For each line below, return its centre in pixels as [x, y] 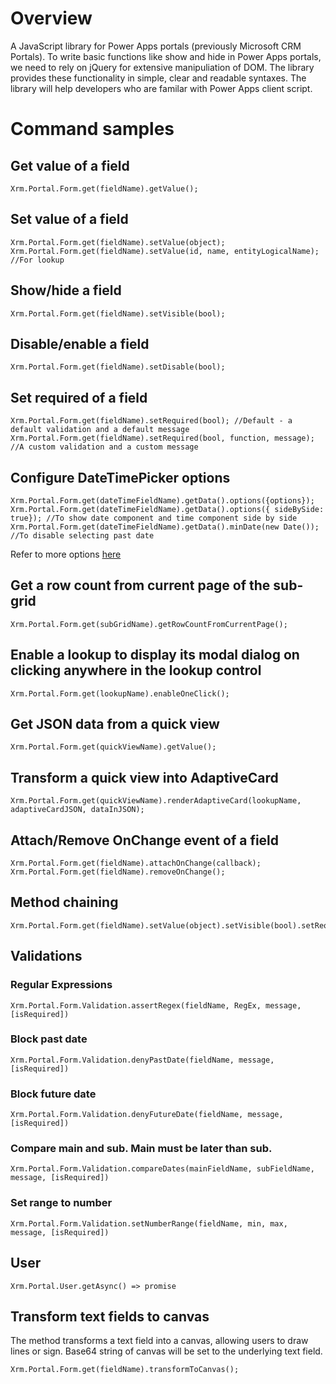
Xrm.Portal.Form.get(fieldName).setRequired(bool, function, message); [162, 438]
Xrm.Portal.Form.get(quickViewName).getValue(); [113, 747]
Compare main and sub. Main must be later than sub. [141, 1149]
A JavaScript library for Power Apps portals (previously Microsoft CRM [156, 46]
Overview [51, 18]
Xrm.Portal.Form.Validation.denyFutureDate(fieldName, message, [147, 1115]
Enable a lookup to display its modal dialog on [155, 655]
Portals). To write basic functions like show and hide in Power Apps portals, [166, 56]
